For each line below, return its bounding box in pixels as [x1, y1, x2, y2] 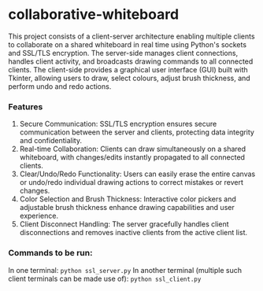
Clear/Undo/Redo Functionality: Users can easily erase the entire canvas [19, 169, 256, 179]
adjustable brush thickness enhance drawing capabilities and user [19, 203, 235, 212]
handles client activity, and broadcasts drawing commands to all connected [8, 57, 254, 66]
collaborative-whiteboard [8, 6, 180, 24]
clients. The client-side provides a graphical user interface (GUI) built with [8, 64, 248, 74]
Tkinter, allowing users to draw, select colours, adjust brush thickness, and [8, 73, 250, 83]
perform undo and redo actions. [8, 81, 112, 91]
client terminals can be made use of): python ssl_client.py [8, 274, 202, 283]
